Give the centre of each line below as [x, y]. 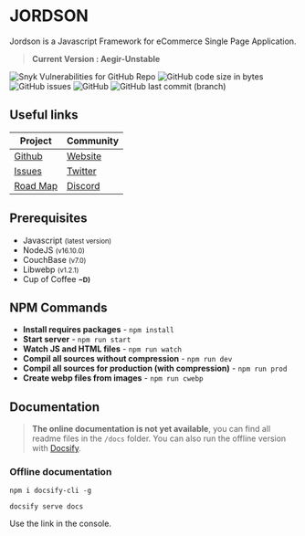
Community [93, 141]
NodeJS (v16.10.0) [53, 250]
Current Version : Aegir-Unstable [96, 58]
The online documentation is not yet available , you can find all [151, 429]
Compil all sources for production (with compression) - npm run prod [155, 368]
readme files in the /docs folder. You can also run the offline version [159, 438]
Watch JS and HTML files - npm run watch [102, 349]
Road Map [36, 185]
